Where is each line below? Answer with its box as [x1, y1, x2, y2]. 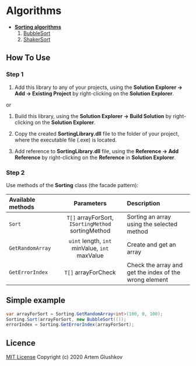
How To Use [6, 53, 51, 63]
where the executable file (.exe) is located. [14, 136, 117, 143]
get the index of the [127, 268, 181, 276]
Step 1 [6, 70, 24, 78]
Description [127, 199, 160, 207]
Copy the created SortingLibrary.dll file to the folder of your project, [14, 130, 180, 137]
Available [9, 195, 36, 203]
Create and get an [127, 240, 176, 248]
